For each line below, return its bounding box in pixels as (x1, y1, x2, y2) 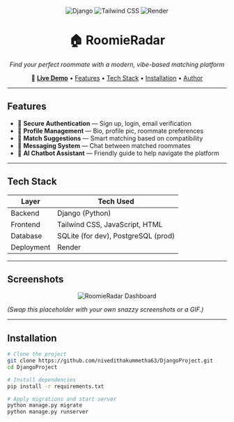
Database (10, 231, 42, 240)
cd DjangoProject (7, 363, 58, 370)
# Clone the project (7, 351, 68, 358)
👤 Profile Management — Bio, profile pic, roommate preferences (17, 126, 204, 135)
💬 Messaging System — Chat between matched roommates (17, 141, 191, 150)
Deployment (10, 242, 51, 252)
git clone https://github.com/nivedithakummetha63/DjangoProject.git (7, 357, 214, 365)
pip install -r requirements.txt (7, 383, 104, 390)
